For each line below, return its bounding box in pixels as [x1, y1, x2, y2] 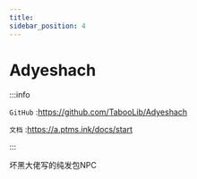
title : [9, 13, 34, 22]
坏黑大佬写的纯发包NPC [9, 160, 97, 171]
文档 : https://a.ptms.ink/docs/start [9, 124, 133, 135]
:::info [9, 89, 30, 100]
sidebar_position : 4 [9, 21, 87, 30]
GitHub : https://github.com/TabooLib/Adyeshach [9, 107, 188, 117]
